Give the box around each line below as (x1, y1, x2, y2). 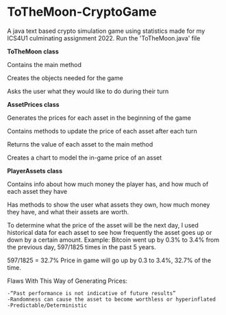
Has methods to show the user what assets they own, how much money (7, 200, 210, 209)
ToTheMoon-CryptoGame (7, 4, 157, 20)
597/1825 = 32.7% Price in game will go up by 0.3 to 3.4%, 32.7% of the (7, 256, 212, 264)
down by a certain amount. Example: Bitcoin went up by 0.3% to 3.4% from (7, 236, 220, 244)
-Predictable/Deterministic (7, 302, 88, 309)
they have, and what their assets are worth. (7, 207, 129, 216)
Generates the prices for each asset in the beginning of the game (7, 114, 192, 122)
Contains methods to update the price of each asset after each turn (7, 127, 197, 135)
